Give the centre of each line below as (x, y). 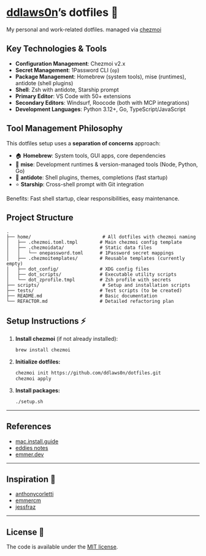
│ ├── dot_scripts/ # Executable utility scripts (91, 275)
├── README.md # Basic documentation (82, 296)
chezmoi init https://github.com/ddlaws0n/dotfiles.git (88, 373)
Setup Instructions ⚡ (46, 321)
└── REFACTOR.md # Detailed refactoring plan (90, 302)
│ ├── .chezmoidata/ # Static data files (79, 248)
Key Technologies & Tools (57, 49)
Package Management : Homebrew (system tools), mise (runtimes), (101, 77)
